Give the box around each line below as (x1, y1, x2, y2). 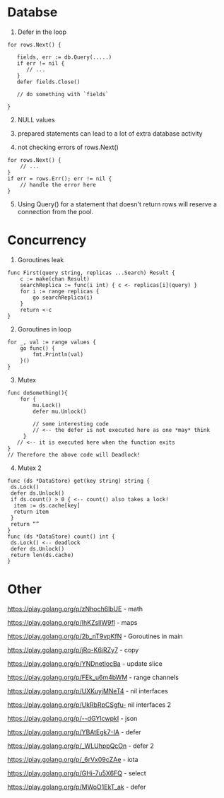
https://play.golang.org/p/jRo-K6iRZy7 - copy (7, 645, 139, 654)
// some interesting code (33, 420, 110, 428)
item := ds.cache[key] (13, 502, 81, 509)
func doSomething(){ (7, 389, 69, 397)
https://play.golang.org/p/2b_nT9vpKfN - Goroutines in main (7, 632, 183, 640)
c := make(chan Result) (20, 275, 90, 283)
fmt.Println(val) (33, 351, 83, 358)
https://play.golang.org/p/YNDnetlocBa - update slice (7, 659, 163, 668)
